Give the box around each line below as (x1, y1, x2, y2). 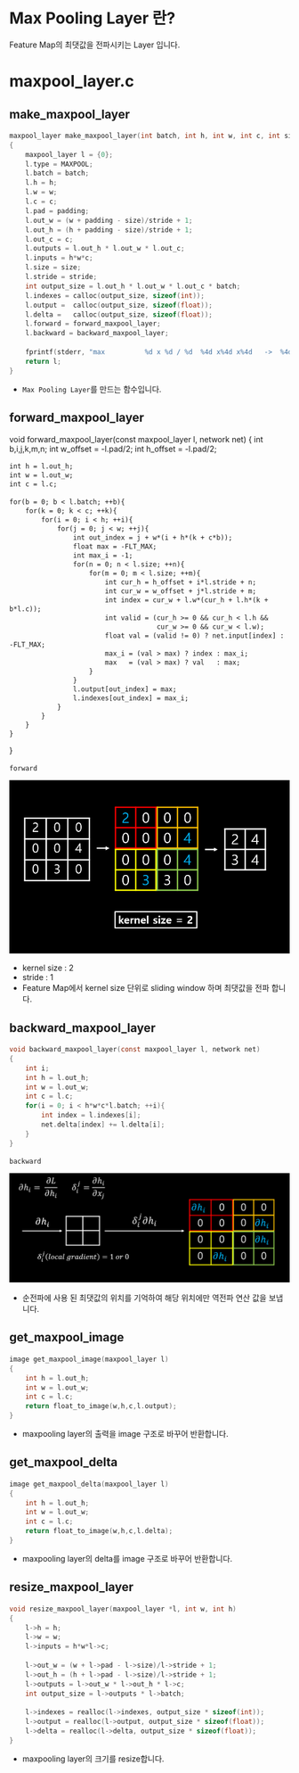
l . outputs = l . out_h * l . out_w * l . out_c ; (25, 244, 185, 253)
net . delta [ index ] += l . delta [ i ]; (41, 1120, 166, 1129)
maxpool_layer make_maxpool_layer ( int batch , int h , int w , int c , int (9, 131, 280, 140)
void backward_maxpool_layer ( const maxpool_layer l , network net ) (9, 1045, 261, 1054)
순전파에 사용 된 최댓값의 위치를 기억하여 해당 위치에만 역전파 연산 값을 (21, 1292, 267, 1303)
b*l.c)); (9, 604, 42, 614)
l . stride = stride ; (25, 273, 98, 282)
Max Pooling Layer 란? (9, 8, 176, 29)
